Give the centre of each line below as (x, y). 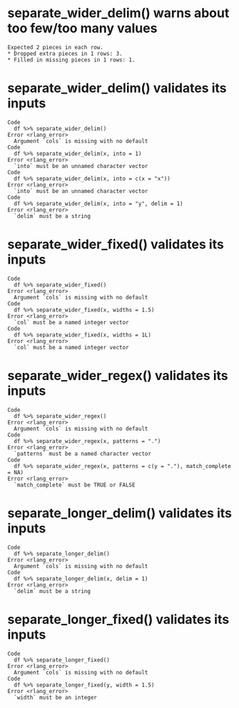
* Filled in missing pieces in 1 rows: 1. (71, 60)
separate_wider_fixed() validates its (116, 245)
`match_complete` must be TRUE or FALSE (75, 485)
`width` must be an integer (56, 697)
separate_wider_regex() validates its (118, 376)
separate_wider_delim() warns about (118, 13)
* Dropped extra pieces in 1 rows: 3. (65, 54)
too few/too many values (82, 28)
